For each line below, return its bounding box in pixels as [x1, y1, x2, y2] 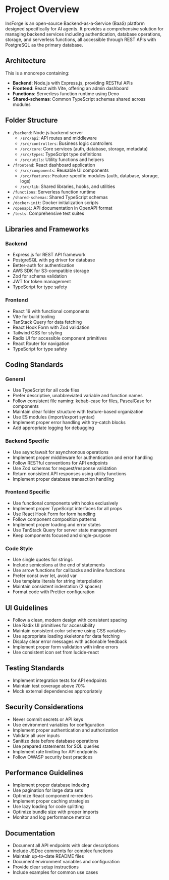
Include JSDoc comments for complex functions [12, 848, 113, 854]
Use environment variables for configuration [12, 721, 105, 728]
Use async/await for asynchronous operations [12, 449, 109, 455]
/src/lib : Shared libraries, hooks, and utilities [20, 183, 115, 189]
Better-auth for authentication [12, 262, 75, 269]
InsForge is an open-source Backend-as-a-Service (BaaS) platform [5, 20, 145, 26]
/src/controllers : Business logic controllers [20, 140, 112, 146]
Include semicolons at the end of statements [12, 562, 105, 568]
